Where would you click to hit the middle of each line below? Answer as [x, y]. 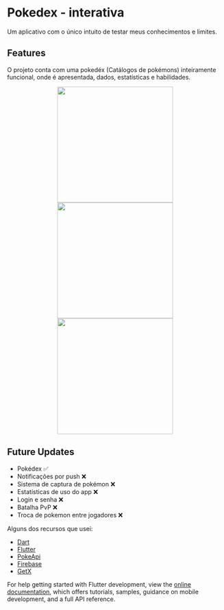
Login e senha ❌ [40, 500]
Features [26, 53]
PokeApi [29, 556]
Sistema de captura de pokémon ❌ [66, 484]
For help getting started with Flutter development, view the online [99, 584]
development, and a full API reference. [61, 599]
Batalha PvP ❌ [37, 507]
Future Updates [41, 452]
